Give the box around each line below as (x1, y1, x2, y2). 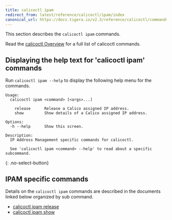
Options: (5, 120, 24, 125)
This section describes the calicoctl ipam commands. (5, 31, 121, 37)
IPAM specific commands (5, 174, 89, 183)
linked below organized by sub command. (5, 194, 94, 200)
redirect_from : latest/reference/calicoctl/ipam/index (5, 12, 125, 17)
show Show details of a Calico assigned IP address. (14, 111, 147, 116)
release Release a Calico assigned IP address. (14, 106, 130, 112)
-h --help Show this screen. (10, 124, 83, 129)
